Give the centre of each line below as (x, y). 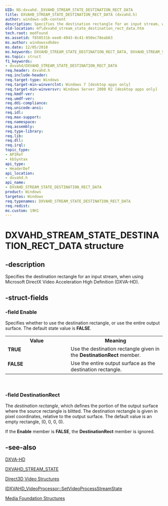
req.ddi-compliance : (27, 103)
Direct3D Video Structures (32, 479)
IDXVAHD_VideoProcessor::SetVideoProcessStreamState (64, 489)
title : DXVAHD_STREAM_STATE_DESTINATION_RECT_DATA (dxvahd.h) (71, 15)
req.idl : (14, 113)
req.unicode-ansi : (24, 108)
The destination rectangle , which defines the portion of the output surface (82, 406)
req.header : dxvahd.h (28, 71)
